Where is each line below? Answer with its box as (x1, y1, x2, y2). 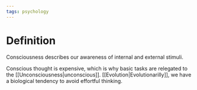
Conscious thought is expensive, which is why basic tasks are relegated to (6, 65, 188, 72)
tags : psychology (6, 8, 49, 15)
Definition (6, 34, 56, 47)
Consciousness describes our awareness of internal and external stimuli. (6, 54, 183, 61)
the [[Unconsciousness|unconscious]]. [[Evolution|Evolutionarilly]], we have (6, 71, 192, 78)
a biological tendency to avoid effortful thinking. (6, 77, 122, 84)
